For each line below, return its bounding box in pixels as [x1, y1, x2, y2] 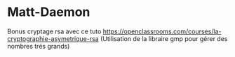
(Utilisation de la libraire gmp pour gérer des [100, 34, 228, 42]
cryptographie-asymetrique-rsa [7, 34, 100, 42]
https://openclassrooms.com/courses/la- [102, 27, 222, 35]
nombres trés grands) [7, 42, 70, 50]
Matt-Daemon [7, 4, 90, 20]
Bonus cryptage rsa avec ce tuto [7, 27, 102, 35]
